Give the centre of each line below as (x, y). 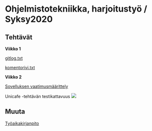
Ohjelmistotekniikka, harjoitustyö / (76, 9)
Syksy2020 (29, 19)
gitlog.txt (14, 58)
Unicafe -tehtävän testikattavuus (38, 96)
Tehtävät (19, 37)
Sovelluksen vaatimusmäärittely (37, 86)
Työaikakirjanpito (22, 123)
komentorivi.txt (20, 67)
